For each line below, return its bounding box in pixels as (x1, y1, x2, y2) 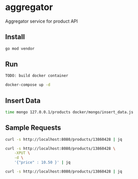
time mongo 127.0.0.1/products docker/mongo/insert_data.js (5, 110, 134, 115)
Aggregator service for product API (5, 18, 78, 24)
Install (5, 33, 25, 41)
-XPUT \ (14, 150, 30, 156)
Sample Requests (5, 124, 61, 132)
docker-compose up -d (5, 82, 51, 87)
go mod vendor (5, 46, 35, 51)
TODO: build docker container (5, 73, 69, 78)
